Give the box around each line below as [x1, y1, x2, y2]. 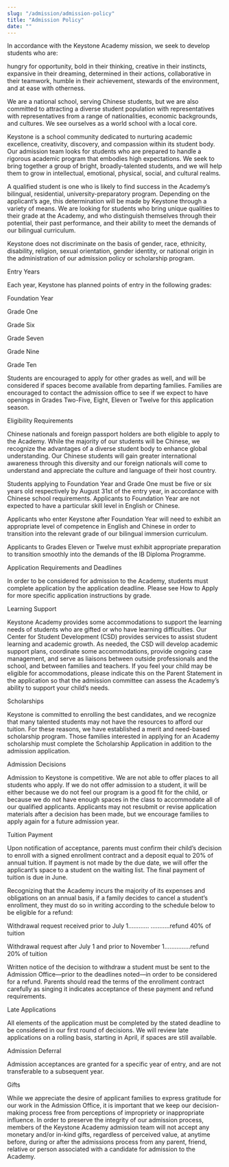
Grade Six [7, 321, 36, 329]
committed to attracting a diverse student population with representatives [7, 104, 215, 113]
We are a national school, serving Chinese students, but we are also [7, 98, 199, 106]
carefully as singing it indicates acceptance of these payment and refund [7, 985, 214, 993]
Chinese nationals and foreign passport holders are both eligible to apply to [7, 430, 220, 438]
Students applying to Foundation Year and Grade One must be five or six [7, 480, 212, 488]
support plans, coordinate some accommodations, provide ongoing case [7, 647, 213, 656]
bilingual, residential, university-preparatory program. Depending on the [7, 190, 210, 198]
